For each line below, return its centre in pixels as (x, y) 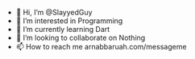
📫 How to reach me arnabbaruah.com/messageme (101, 47)
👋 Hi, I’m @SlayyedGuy (54, 12)
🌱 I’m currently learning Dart (63, 29)
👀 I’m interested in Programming (69, 21)
